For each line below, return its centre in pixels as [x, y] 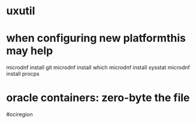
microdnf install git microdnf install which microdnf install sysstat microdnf [98, 67]
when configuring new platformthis [96, 38]
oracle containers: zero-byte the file [98, 98]
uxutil [21, 11]
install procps [23, 74]
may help [30, 51]
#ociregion [19, 114]
